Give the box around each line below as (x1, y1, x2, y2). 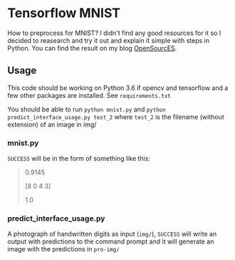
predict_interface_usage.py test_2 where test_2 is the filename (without (7, 112, 224, 121)
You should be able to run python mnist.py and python (7, 105, 166, 114)
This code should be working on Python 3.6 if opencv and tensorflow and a (7, 84, 229, 92)
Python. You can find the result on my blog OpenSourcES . (7, 44, 177, 52)
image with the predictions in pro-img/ (7, 245, 120, 254)
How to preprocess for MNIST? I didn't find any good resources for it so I (7, 29, 221, 37)
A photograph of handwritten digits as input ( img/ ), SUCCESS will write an (7, 230, 217, 239)
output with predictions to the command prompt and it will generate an (7, 237, 214, 246)
